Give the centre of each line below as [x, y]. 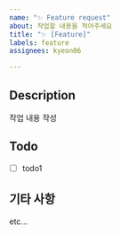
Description [42, 95]
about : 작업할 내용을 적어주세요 [61, 26]
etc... [19, 221]
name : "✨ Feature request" [60, 17]
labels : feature [39, 43]
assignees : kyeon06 [45, 51]
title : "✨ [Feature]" [50, 34]
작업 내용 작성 [33, 117]
